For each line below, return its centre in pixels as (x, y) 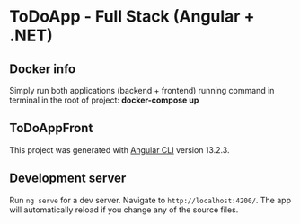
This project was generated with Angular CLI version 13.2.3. (119, 149)
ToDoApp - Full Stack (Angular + (132, 17)
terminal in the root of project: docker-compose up (104, 100)
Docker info (43, 69)
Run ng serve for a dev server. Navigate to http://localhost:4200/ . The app (150, 200)
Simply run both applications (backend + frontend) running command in (142, 90)
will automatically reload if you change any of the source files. (124, 210)
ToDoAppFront (51, 128)
